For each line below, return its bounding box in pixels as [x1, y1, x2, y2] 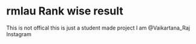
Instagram [6, 30, 31, 37]
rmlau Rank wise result [6, 4, 124, 18]
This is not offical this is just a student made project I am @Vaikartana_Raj [6, 24, 191, 31]
